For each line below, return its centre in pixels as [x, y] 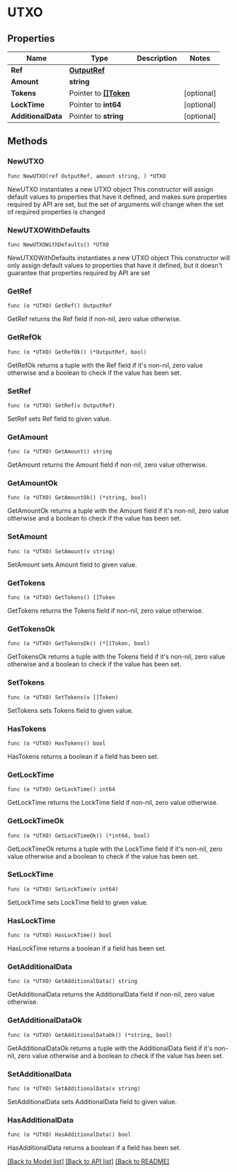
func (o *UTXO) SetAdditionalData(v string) [74, 1089]
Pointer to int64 [95, 105]
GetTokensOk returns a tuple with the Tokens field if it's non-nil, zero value [116, 657]
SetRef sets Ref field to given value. [59, 419]
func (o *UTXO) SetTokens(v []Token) [63, 697]
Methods [28, 141]
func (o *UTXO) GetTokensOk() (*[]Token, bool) [79, 644]
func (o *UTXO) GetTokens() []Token [61, 598]
